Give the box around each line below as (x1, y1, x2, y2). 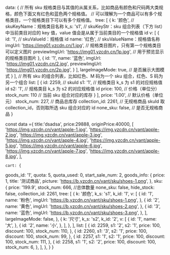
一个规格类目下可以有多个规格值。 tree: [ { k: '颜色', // (22, 17, 134, 23)
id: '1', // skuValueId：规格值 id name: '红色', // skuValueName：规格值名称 (5, 36, 160, 42)
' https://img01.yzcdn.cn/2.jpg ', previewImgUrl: (5, 61, 103, 67)
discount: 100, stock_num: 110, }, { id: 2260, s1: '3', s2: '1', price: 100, (5, 228, 148, 234)
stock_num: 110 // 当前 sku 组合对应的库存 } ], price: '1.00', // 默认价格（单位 (5, 92, 163, 98)
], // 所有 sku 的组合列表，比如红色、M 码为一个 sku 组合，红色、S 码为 (14, 73, 163, 79)
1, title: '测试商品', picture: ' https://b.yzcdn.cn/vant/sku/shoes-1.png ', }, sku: (5, 178, 163, 184)
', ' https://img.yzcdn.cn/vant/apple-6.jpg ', (15, 143, 103, 148)
